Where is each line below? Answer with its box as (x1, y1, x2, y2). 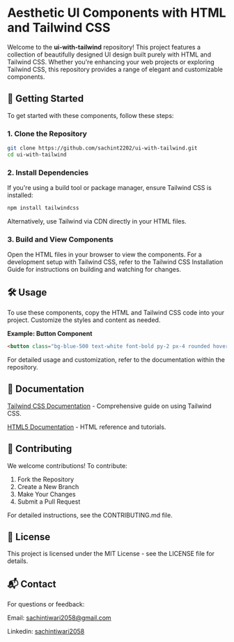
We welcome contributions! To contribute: (7, 461, 127, 469)
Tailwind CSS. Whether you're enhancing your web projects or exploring (7, 57, 214, 66)
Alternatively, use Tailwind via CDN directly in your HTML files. (7, 217, 187, 225)
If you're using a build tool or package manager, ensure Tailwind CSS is (7, 184, 212, 192)
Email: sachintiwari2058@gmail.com (7, 613, 111, 622)
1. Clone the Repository (7, 129, 87, 138)
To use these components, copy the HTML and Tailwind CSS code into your (7, 309, 225, 317)
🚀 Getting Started (7, 93, 84, 105)
